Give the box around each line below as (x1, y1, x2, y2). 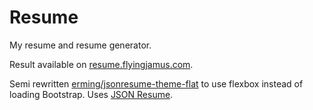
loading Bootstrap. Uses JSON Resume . (9, 88, 174, 100)
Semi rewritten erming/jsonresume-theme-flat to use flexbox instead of (9, 77, 304, 90)
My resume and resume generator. (9, 39, 152, 51)
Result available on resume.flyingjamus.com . (9, 58, 194, 70)
